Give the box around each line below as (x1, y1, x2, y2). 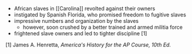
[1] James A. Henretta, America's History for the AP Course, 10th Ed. (5, 41, 171, 48)
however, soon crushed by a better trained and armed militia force (22, 23, 183, 31)
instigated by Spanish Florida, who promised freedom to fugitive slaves (14, 11, 186, 18)
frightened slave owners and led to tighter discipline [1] (14, 30, 147, 37)
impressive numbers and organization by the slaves (14, 18, 139, 24)
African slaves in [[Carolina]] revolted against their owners (14, 5, 156, 12)
